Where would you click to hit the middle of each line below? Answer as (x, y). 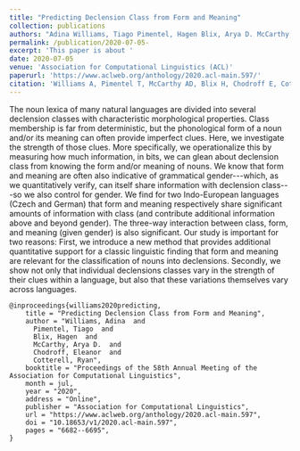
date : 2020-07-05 (42, 59)
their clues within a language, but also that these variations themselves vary (149, 279)
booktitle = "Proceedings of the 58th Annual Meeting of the (141, 368)
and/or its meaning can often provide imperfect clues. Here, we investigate (147, 137)
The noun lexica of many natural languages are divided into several (133, 109)
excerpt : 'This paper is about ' (71, 51)
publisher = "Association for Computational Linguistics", (137, 406)
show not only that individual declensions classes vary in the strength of (142, 270)
